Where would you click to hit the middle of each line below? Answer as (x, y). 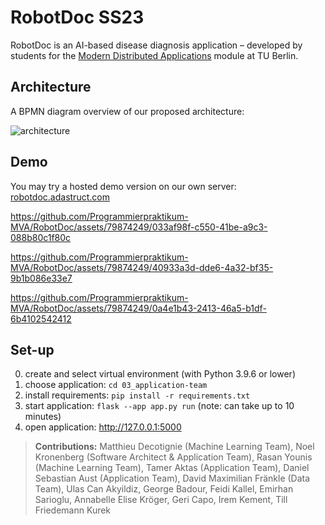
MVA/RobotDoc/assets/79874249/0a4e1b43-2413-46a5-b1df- (138, 308)
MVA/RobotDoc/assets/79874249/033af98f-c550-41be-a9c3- (139, 227)
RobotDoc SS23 (77, 17)
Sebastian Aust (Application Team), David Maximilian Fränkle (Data (172, 478)
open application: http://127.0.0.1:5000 (103, 427)
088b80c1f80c (41, 237)
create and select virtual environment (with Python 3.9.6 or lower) (160, 374)
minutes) (43, 417)
